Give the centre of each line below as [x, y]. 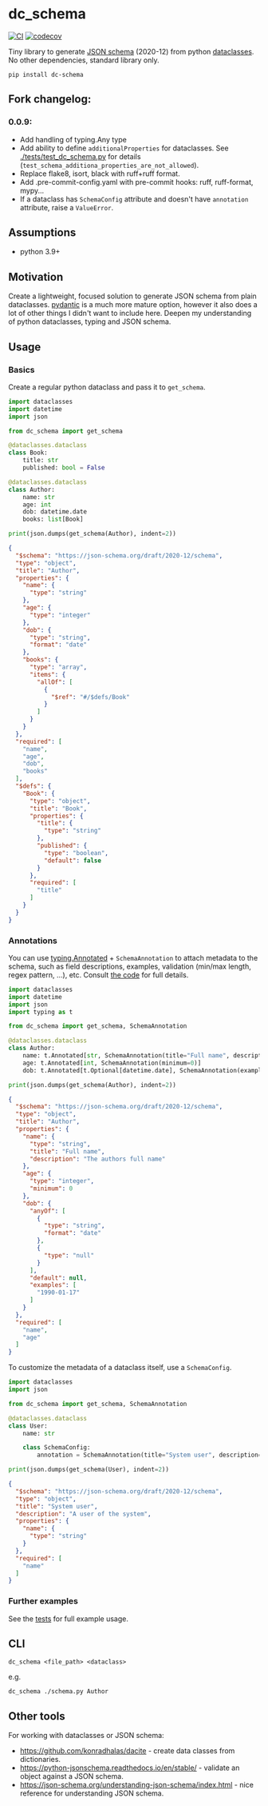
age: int [37, 505]
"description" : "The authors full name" [97, 1159]
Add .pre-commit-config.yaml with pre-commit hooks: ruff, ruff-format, [136, 182]
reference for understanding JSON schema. [92, 1793]
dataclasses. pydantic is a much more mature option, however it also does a [133, 305]
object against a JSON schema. [71, 1776]
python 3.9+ [40, 252]
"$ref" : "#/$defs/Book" [90, 697]
